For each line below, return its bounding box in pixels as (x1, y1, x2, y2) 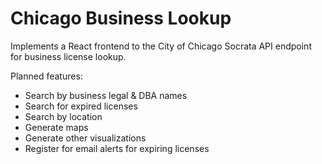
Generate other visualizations (24, 132, 147, 144)
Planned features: (10, 70, 83, 82)
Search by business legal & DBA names (24, 89, 188, 101)
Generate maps (24, 121, 89, 133)
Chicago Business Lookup (10, 7, 232, 30)
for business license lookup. (10, 50, 127, 62)
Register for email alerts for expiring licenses (24, 142, 210, 154)
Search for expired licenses (24, 100, 138, 112)
